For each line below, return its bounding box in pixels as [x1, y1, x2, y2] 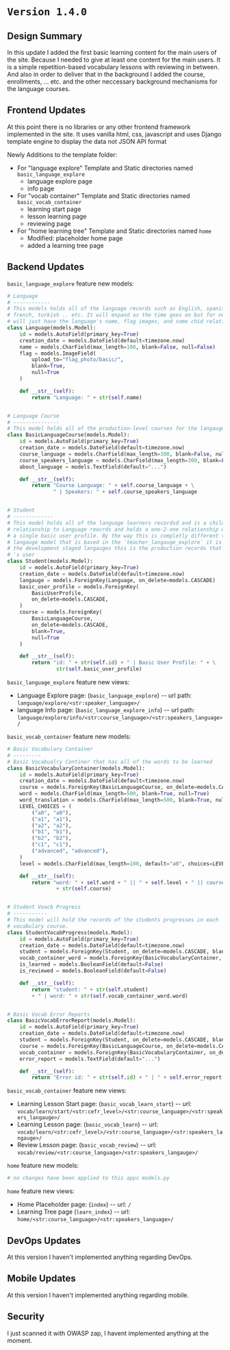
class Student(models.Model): [7, 558, 94, 565]
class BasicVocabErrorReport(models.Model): [7, 1017, 136, 1024]
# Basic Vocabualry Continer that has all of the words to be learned [7, 758, 213, 765]
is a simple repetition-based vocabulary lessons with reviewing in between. [7, 63, 220, 71]
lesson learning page [27, 212, 87, 221]
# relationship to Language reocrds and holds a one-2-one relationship [7, 526, 219, 533]
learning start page [27, 205, 81, 213]
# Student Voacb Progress [7, 903, 81, 911]
